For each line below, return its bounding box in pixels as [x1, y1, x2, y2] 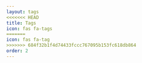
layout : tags [6, 8, 39, 15]
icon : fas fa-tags [6, 25, 53, 32]
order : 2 [6, 48, 28, 54]
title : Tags [6, 20, 36, 26]
